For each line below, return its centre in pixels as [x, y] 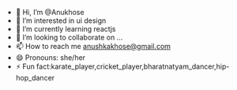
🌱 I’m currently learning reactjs [66, 29]
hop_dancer [35, 78]
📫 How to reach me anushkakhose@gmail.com [93, 46]
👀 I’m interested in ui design [61, 21]
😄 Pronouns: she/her [50, 58]
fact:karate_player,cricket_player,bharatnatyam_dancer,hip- [133, 66]
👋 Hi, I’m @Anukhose [50, 12]
